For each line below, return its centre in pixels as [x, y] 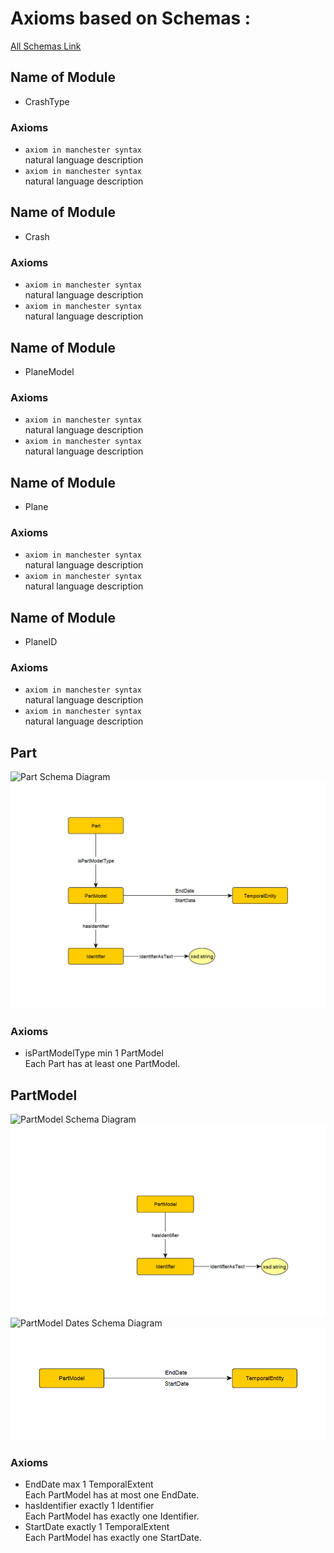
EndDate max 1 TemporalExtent [89, 1484]
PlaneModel [49, 371]
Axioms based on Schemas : [131, 18]
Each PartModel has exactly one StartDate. [113, 1538]
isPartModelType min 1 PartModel [94, 1053]
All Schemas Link [46, 46]
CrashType [47, 101]
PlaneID [41, 642]
